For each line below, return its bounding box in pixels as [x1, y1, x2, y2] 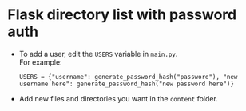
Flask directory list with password [7, 6, 237, 24]
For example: [18, 57, 62, 67]
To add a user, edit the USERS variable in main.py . [18, 49, 178, 58]
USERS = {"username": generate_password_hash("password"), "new [18, 73, 238, 81]
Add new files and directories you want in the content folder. [18, 93, 219, 103]
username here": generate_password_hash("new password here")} [18, 80, 235, 88]
